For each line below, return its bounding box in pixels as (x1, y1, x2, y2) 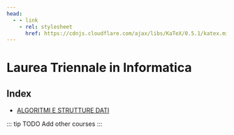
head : (6, 10, 22, 17)
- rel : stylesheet (19, 23, 73, 30)
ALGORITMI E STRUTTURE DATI (16, 106, 110, 115)
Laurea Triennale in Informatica (6, 60, 192, 76)
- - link (13, 17, 38, 24)
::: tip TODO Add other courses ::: (6, 120, 103, 128)
